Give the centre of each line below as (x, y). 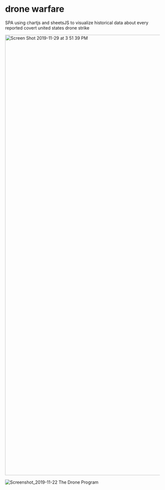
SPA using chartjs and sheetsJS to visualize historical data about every (77, 23)
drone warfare (35, 9)
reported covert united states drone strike (47, 28)
